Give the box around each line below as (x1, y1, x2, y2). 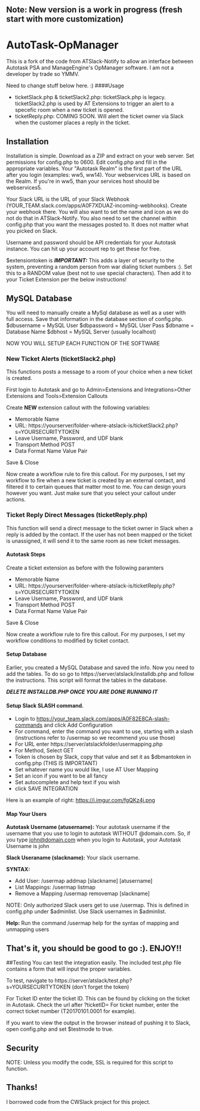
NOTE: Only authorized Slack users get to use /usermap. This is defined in (6, 902, 189, 909)
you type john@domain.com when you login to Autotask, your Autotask (6, 836, 181, 843)
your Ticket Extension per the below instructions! (6, 276, 127, 283)
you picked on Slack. (6, 227, 58, 235)
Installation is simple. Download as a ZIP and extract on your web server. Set (6, 152, 195, 160)
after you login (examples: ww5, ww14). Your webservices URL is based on (6, 172, 191, 179)
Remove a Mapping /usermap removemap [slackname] (14, 890, 150, 897)
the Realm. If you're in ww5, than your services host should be (6, 177, 160, 185)
